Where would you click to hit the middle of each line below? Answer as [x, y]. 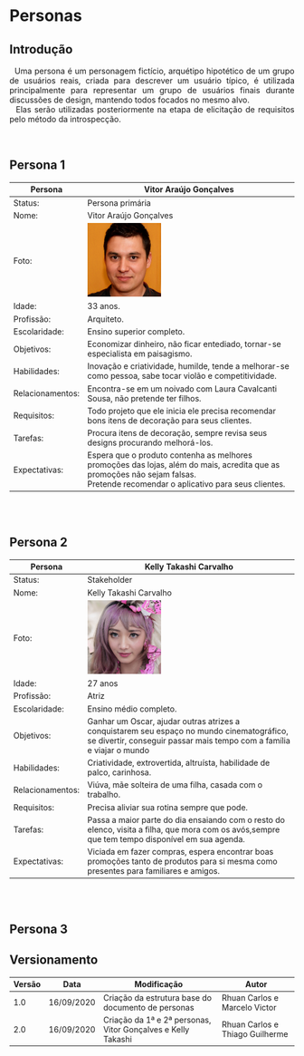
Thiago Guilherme [255, 1034]
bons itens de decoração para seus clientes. [169, 420]
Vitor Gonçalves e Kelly [146, 1029]
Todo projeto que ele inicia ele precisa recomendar [181, 411]
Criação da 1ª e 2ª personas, [157, 1020]
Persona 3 [38, 930]
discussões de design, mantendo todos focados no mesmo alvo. [130, 100]
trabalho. [104, 795]
